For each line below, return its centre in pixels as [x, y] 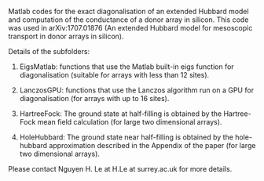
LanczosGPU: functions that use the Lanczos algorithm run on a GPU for [136, 90]
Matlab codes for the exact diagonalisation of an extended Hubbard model [128, 11]
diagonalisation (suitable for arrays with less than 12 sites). [114, 75]
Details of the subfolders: [49, 51]
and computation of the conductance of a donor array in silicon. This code [128, 20]
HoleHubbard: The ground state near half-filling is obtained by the [126, 137]
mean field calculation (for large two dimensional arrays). [130, 122]
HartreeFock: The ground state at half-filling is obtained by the [121, 114]
